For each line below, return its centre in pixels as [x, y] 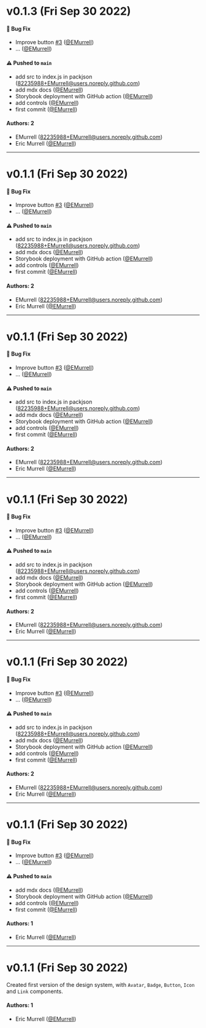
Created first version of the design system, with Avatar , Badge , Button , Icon [101, 984]
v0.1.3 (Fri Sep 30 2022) [69, 11]
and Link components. [35, 991]
